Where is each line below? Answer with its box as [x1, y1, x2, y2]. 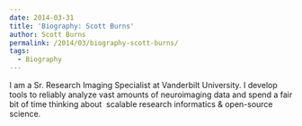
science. [9, 109, 41, 119]
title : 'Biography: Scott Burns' [9, 22, 135, 31]
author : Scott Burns [9, 30, 87, 39]
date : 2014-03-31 [9, 13, 75, 22]
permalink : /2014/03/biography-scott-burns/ [9, 38, 179, 48]
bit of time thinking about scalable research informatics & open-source [9, 99, 273, 109]
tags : [9, 47, 30, 56]
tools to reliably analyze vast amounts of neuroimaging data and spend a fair [9, 89, 293, 100]
